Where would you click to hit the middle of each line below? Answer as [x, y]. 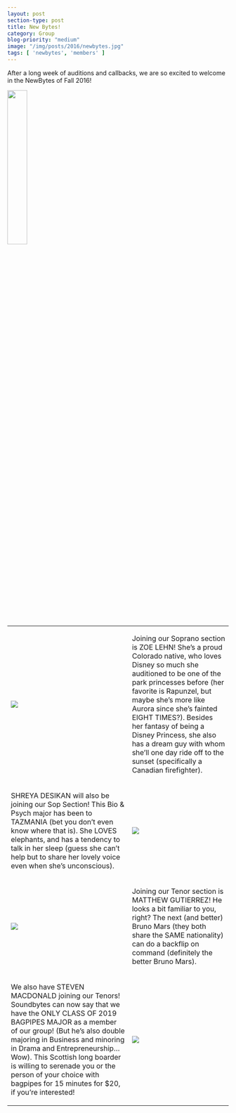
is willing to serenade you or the [63, 1066]
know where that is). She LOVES [64, 831]
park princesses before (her [178, 682]
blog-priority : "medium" [44, 40]
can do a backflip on [165, 944]
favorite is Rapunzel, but [172, 691]
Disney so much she [165, 664]
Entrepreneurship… [88, 1048]
